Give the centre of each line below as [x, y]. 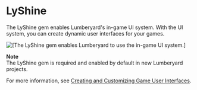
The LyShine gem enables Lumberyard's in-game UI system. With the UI [95, 27]
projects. [17, 69]
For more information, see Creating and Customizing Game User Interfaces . [99, 81]
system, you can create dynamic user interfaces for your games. [85, 33]
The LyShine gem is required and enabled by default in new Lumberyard [95, 63]
